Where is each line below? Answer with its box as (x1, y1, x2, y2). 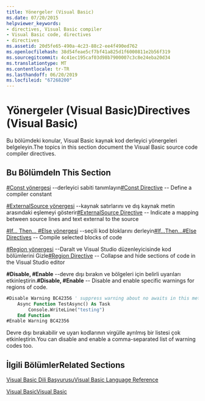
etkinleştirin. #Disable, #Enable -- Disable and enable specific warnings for (6, 277, 195, 284)
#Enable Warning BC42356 (6, 318, 70, 324)
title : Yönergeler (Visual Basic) (6, 9, 95, 15)
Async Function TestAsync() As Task (17, 301, 111, 307)
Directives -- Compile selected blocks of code (6, 233, 123, 241)
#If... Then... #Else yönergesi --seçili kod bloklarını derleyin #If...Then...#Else (6, 227, 197, 234)
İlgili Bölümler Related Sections (6, 359, 125, 370)
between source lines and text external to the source (6, 215, 139, 222)
